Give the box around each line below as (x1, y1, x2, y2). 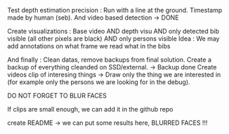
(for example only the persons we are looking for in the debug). (7, 78, 191, 86)
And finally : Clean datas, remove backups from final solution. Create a (7, 55, 212, 64)
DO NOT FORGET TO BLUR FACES (7, 91, 107, 100)
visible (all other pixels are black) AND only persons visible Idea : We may (7, 34, 220, 43)
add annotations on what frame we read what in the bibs (7, 42, 171, 50)
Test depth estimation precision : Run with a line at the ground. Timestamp (7, 6, 223, 14)
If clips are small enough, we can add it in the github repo (7, 105, 174, 113)
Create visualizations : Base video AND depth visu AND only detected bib (7, 27, 220, 35)
